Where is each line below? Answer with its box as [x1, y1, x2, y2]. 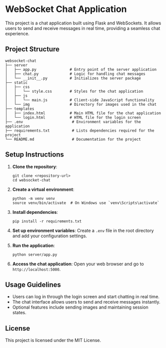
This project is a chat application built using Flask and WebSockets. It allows [5, 20, 162, 26]
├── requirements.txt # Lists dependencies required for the [5, 128, 155, 133]
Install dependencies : [12, 209, 58, 215]
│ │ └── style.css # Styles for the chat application [5, 89, 143, 94]
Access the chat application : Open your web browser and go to [12, 261, 144, 267]
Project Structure [5, 45, 60, 53]
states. [12, 310, 26, 316]
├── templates [5, 106, 35, 111]
